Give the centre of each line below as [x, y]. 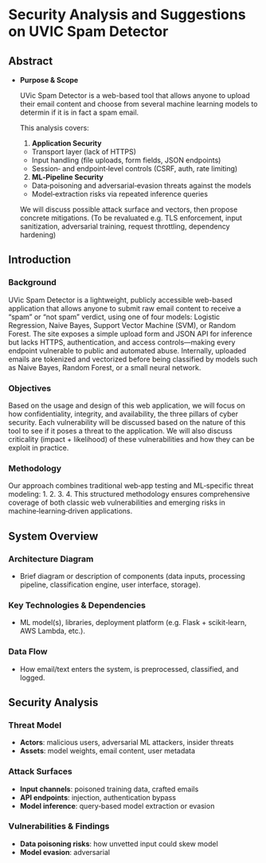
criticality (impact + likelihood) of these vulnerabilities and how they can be [131, 439]
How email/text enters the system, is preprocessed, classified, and [129, 669]
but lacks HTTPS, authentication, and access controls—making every [122, 342]
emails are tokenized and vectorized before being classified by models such [133, 359]
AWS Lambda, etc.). [53, 631]
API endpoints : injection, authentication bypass [98, 797]
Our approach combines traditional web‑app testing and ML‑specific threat [131, 486]
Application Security [66, 143]
